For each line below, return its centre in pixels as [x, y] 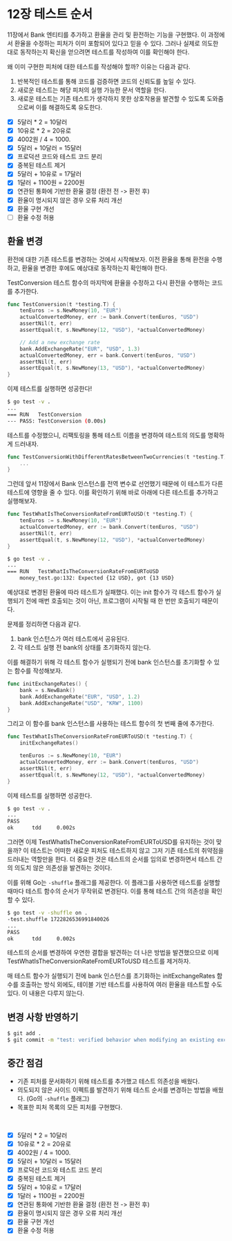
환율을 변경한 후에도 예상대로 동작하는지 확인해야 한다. [95, 268]
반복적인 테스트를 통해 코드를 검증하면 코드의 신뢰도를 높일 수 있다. [106, 81]
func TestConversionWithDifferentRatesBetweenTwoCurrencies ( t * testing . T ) [117, 457]
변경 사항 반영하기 [43, 1017]
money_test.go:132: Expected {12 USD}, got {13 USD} [97, 578]
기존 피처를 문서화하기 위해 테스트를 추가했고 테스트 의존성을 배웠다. [108, 1081]
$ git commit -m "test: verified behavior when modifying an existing [111, 1040]
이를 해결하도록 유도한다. [69, 107]
